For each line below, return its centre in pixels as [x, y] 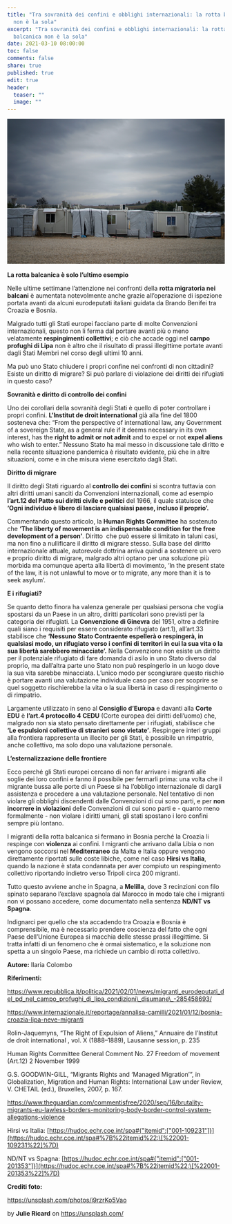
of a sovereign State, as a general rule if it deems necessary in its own [107, 430]
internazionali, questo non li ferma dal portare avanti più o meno [98, 331]
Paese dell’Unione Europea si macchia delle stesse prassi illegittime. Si [108, 937]
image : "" [27, 102]
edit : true [23, 80]
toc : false [23, 51]
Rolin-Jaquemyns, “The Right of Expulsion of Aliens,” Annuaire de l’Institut [113, 1033]
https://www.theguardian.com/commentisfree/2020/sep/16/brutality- [105, 1102]
